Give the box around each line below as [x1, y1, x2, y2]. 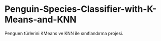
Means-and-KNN [4, 14, 77, 25]
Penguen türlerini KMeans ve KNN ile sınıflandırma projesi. [4, 30, 124, 36]
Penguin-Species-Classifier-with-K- [4, 3, 157, 15]
